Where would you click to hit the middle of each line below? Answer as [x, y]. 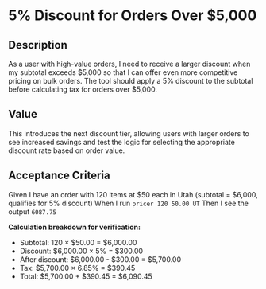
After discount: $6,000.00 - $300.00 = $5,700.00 [100, 259]
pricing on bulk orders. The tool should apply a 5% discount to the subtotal [131, 81]
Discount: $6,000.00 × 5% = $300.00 [81, 251]
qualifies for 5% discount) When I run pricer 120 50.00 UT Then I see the [128, 203]
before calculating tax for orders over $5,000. [83, 89]
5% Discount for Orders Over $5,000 [133, 16]
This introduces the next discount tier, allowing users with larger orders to [129, 133]
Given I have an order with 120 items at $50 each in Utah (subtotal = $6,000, [133, 194]
